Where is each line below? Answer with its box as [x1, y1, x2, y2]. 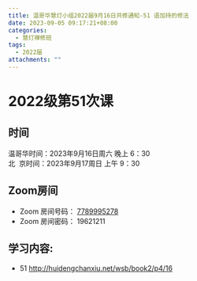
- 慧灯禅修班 [15, 33, 53, 42]
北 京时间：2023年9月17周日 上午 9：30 [8, 158, 140, 168]
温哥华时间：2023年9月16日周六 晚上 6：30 [8, 148, 151, 158]
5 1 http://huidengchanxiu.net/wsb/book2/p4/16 [19, 263, 173, 273]
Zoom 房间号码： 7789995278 [19, 207, 119, 216]
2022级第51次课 [8, 93, 114, 111]
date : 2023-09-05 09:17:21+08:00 [8, 19, 118, 27]
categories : [8, 26, 47, 34]
